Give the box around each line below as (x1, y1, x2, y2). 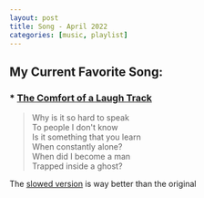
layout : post (9, 13, 59, 23)
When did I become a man (31, 151, 131, 162)
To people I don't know (31, 122, 118, 133)
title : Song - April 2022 (9, 22, 107, 31)
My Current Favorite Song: (9, 64, 164, 79)
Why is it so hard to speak (31, 112, 130, 123)
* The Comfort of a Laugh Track (9, 91, 153, 104)
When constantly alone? (31, 141, 123, 152)
